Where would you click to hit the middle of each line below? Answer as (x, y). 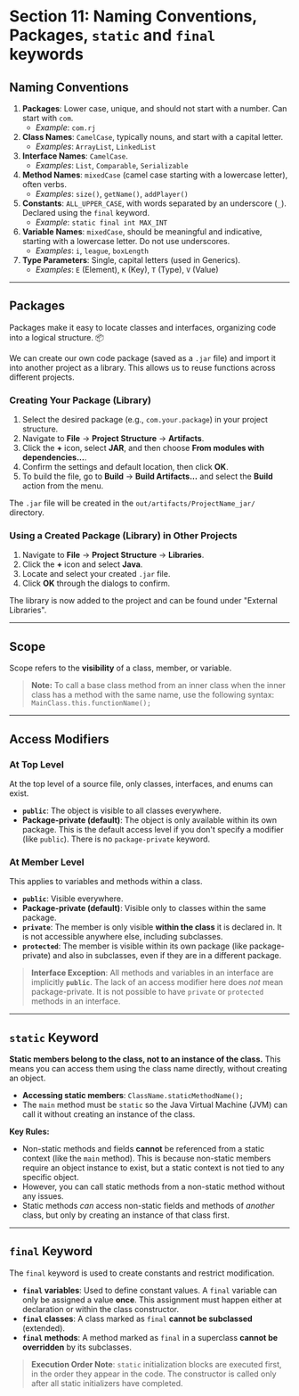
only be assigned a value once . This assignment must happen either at (152, 1300)
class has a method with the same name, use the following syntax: (153, 695)
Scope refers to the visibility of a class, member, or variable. (121, 668)
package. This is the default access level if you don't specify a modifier (153, 829)
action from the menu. (63, 486)
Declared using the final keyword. (85, 213)
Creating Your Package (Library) (80, 400)
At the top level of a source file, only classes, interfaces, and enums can (141, 784)
